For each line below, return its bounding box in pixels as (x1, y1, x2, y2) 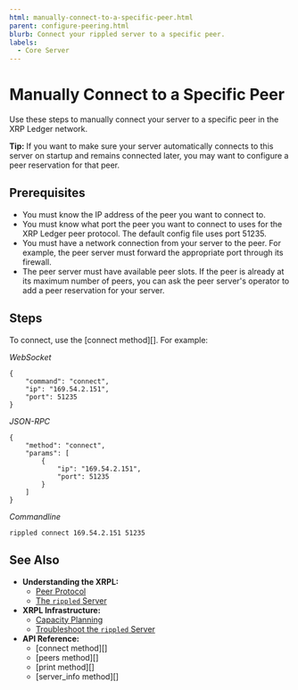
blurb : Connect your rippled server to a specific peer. (9, 29, 226, 38)
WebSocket (9, 351, 52, 362)
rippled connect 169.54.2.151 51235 (9, 528, 145, 538)
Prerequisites (9, 185, 86, 201)
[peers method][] (35, 652, 99, 662)
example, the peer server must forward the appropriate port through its (21, 247, 284, 258)
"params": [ (25, 448, 70, 457)
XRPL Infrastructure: (21, 604, 101, 615)
